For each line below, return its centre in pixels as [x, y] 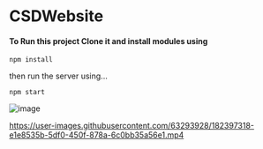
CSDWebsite [56, 16]
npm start [27, 93]
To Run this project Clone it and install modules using [109, 41]
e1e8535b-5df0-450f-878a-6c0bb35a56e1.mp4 [97, 135]
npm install [31, 60]
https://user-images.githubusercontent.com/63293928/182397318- [131, 126]
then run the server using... [58, 76]
